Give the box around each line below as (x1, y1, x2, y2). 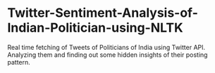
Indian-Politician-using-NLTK (7, 20, 183, 36)
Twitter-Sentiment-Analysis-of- (7, 5, 199, 21)
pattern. (7, 58, 30, 66)
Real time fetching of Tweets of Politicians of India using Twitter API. (7, 43, 206, 51)
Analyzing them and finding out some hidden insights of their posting (7, 51, 208, 59)
